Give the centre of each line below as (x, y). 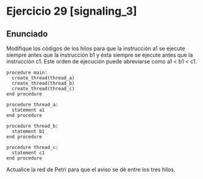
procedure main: (27, 73)
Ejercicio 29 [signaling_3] (72, 11)
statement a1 (28, 110)
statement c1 (28, 153)
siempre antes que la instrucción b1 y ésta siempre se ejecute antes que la (100, 55)
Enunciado (27, 34)
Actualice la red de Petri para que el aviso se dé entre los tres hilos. (91, 170)
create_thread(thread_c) (43, 89)
